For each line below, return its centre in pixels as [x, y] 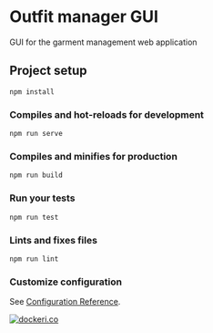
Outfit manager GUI [84, 17]
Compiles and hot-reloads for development [107, 114]
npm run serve [36, 134]
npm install [32, 92]
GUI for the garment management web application [103, 42]
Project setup [49, 71]
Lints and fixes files [54, 240]
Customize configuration [66, 282]
